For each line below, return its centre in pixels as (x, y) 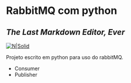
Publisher (26, 75)
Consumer (27, 68)
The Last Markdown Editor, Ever (65, 32)
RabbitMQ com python (62, 11)
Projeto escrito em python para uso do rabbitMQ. (65, 57)
